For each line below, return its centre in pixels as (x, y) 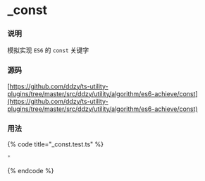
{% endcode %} (31, 170)
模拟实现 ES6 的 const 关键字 (48, 50)
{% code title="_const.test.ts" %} (56, 144)
